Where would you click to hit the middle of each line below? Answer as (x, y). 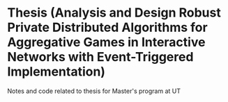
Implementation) (56, 72)
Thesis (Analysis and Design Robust (114, 13)
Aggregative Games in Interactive (106, 42)
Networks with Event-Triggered (100, 57)
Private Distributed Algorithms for (107, 27)
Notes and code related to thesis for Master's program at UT (94, 91)
